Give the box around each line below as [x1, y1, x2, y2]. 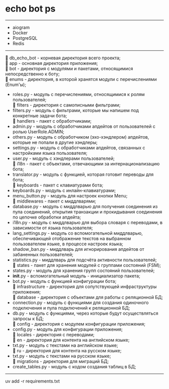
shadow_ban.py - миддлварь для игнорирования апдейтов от [12, 246, 144, 252]
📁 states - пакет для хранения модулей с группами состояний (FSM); [12, 262, 161, 268]
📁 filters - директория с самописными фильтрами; [12, 102, 121, 108]
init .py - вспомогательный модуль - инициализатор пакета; [12, 272, 141, 279]
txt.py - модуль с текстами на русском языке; [12, 353, 111, 359]
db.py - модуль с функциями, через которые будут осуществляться [12, 310, 158, 316]
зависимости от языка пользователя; [12, 225, 93, 231]
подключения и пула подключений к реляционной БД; [12, 305, 130, 311]
